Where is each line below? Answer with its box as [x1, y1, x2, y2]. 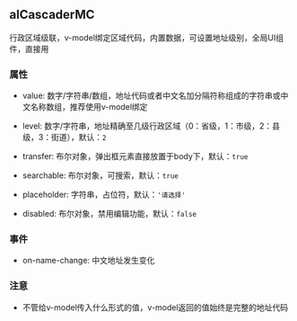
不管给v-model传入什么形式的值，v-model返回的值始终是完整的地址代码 [22, 301, 289, 313]
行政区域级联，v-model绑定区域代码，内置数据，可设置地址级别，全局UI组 [9, 31, 284, 43]
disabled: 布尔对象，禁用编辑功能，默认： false [22, 209, 197, 219]
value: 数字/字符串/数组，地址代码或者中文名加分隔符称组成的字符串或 [22, 90, 281, 102]
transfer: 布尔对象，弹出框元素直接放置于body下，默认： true [22, 151, 249, 162]
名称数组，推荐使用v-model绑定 [30, 102, 148, 112]
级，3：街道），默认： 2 [22, 132, 107, 143]
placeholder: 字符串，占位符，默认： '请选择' [22, 189, 186, 201]
